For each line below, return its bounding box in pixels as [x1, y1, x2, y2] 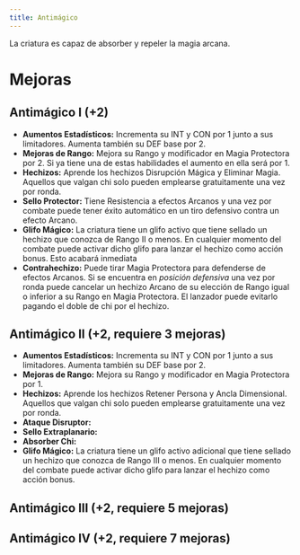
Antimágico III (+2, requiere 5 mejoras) [9, 500, 229, 515]
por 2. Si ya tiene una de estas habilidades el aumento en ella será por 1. [22, 157, 290, 168]
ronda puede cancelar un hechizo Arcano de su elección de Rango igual [22, 281, 290, 292]
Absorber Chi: [22, 436, 77, 447]
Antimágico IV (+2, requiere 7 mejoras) [9, 531, 231, 546]
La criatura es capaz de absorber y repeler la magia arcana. [9, 38, 231, 48]
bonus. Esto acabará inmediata [22, 252, 137, 263]
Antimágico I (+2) [9, 105, 110, 120]
